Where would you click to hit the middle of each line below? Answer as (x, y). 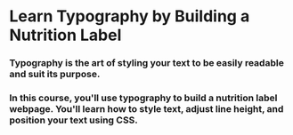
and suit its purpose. (55, 75)
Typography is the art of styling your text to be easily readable (147, 63)
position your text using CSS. (73, 120)
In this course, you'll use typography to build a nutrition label (143, 98)
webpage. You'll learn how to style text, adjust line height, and (146, 109)
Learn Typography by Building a (130, 16)
